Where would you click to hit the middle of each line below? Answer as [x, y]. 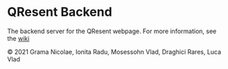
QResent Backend [60, 12]
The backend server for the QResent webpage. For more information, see [112, 31]
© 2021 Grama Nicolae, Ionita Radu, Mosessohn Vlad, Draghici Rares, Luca [114, 52]
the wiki [18, 38]
